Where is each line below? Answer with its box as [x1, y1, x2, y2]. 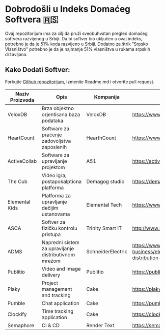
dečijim [41, 204, 59, 211]
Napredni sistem [41, 239, 80, 245]
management [41, 285, 72, 292]
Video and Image [41, 265, 81, 272]
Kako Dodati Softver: [5, 65, 70, 74]
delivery [41, 272, 60, 278]
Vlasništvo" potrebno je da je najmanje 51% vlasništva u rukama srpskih [5, 46, 151, 52]
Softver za [41, 218, 66, 225]
